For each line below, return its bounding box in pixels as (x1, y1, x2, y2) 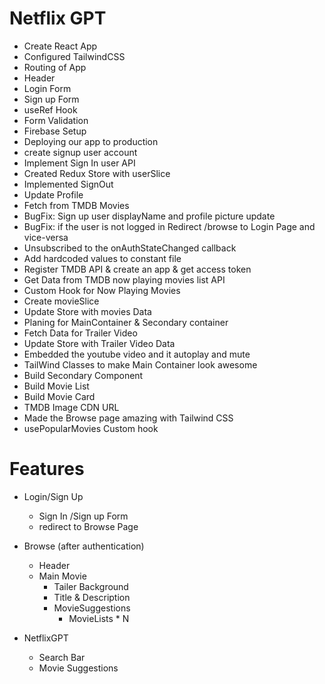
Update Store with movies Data (23, 305, 152, 317)
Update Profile (23, 188, 84, 201)
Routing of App (23, 61, 87, 73)
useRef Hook (23, 103, 78, 116)
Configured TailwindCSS (23, 50, 126, 62)
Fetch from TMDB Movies (23, 199, 130, 211)
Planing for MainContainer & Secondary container (23, 316, 229, 328)
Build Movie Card (23, 390, 96, 402)
